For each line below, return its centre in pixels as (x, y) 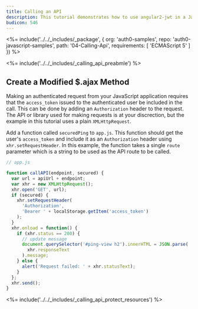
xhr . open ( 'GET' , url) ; (39, 190)
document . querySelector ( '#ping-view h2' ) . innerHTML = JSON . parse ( (105, 245)
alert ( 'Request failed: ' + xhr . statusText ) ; (78, 266)
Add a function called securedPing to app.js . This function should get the (95, 133)
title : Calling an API (34, 12)
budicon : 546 (22, 22)
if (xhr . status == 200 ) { (49, 233)
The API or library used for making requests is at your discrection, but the (95, 115)
